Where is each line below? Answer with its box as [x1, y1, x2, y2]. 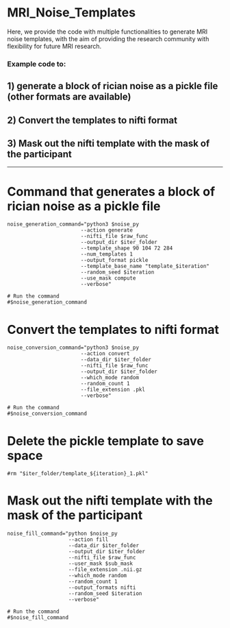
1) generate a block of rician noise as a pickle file [7, 80, 218, 92]
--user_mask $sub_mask [68, 560, 133, 567]
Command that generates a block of [7, 184, 216, 200]
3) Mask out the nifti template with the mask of [7, 138, 210, 149]
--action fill [68, 536, 109, 543]
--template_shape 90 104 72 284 [80, 245, 173, 252]
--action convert [80, 350, 130, 357]
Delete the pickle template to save [7, 433, 204, 448]
